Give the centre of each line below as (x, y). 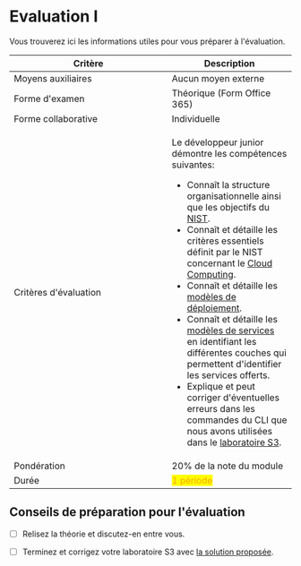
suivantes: (193, 165)
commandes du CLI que (237, 420)
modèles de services (231, 330)
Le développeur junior (218, 142)
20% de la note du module (228, 466)
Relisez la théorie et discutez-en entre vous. (103, 534)
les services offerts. (228, 375)
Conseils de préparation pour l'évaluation (127, 512)
